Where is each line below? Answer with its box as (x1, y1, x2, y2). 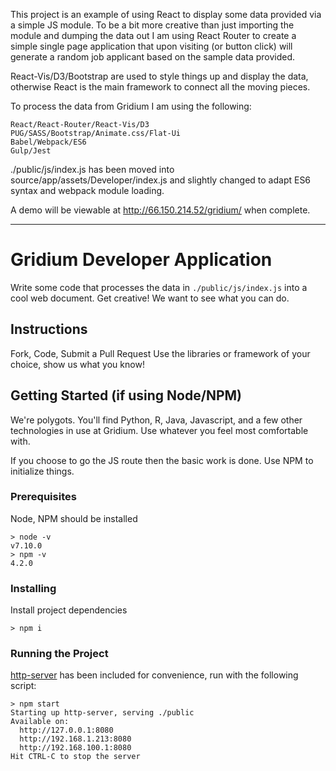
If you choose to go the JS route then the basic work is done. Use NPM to (10, 454, 314, 466)
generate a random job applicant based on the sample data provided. (10, 51, 296, 63)
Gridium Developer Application (10, 249, 273, 271)
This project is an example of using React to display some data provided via (10, 9, 322, 20)
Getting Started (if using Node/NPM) (10, 387, 242, 404)
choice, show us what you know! (10, 358, 145, 370)
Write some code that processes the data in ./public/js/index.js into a (10, 281, 308, 293)
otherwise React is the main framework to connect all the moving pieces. (10, 81, 311, 93)
